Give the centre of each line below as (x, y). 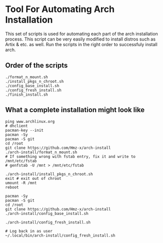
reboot (12, 187)
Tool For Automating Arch (60, 9)
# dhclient (17, 126)
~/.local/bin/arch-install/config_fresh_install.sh (60, 235)
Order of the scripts (36, 65)
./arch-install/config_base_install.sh (47, 213)
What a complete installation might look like (75, 110)
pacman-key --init (24, 130)
